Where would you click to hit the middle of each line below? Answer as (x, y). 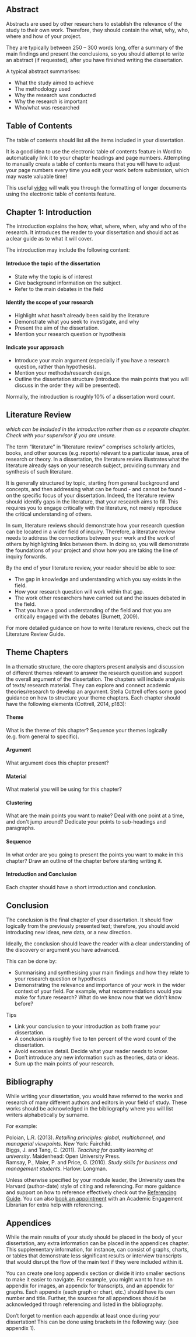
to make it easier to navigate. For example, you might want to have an (90, 1280)
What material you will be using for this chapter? (64, 789)
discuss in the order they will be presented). (67, 385)
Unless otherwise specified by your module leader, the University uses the (95, 1180)
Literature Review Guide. (36, 634)
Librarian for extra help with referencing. (55, 1205)
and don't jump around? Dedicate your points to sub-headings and (86, 822)
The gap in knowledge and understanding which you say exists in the (98, 579)
